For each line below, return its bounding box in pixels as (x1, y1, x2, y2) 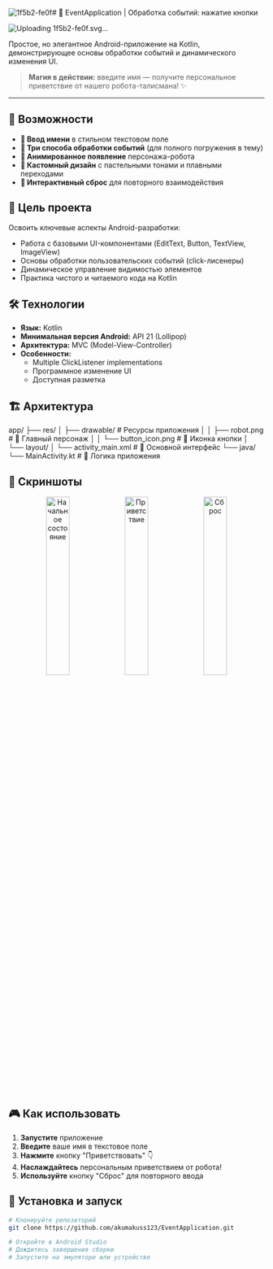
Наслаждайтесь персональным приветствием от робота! (19, 1162, 222, 1171)
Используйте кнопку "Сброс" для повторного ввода (19, 1171, 204, 1180)
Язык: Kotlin (19, 323, 63, 333)
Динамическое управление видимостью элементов (19, 264, 202, 274)
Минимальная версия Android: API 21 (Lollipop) (19, 332, 187, 342)
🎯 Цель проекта (8, 201, 92, 215)
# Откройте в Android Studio (8, 1238, 107, 1246)
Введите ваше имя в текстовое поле (19, 1141, 149, 1151)
